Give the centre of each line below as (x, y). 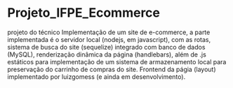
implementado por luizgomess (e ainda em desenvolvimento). (96, 76)
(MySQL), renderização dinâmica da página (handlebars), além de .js (107, 54)
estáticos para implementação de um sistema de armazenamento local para (117, 61)
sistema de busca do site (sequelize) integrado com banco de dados (106, 47)
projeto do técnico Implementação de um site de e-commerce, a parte (109, 32)
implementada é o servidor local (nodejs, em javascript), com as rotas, (109, 39)
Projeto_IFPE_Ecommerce (84, 13)
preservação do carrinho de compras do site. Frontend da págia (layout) (112, 69)
